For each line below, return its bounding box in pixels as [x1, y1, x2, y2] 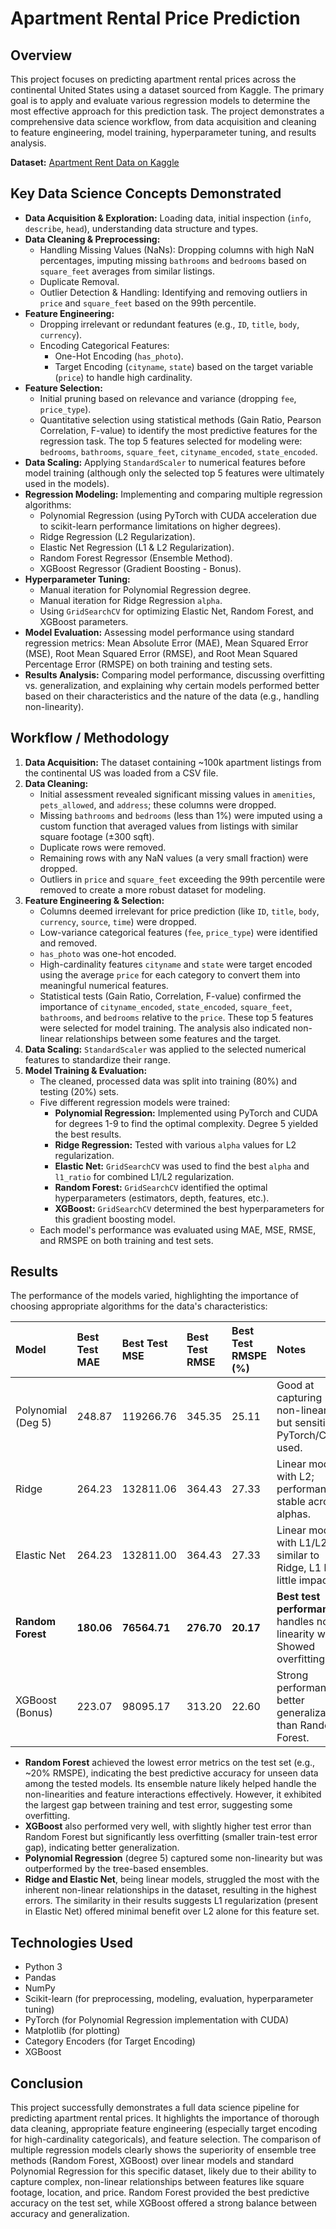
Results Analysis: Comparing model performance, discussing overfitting [24, 668, 325, 681]
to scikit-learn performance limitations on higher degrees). [39, 520, 282, 532]
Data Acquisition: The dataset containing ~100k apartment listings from [24, 756, 322, 768]
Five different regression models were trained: [39, 1096, 230, 1108]
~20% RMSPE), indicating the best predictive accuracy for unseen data [24, 1767, 319, 1779]
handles [276, 1615, 315, 1629]
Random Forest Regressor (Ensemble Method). [39, 552, 233, 564]
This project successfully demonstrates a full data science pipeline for [10, 2102, 300, 2114]
